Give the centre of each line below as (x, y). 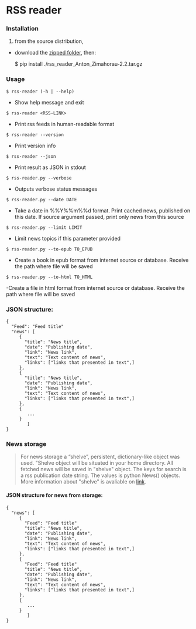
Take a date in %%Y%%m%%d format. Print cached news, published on (102, 210)
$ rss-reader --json (31, 156)
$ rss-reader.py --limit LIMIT (44, 227)
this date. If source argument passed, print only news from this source (99, 217)
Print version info (35, 146)
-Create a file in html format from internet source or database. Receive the (96, 288)
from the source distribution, (49, 41)
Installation (23, 29)
